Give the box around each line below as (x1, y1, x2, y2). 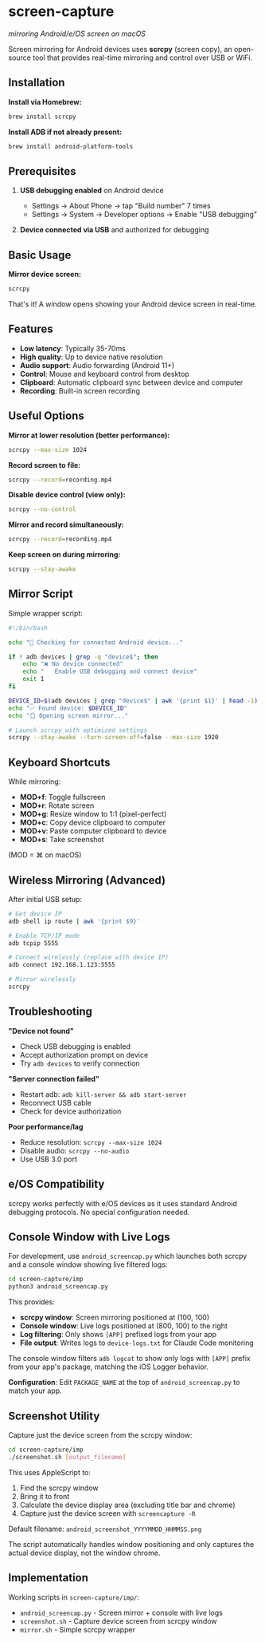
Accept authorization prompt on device (19, 1050, 149, 1059)
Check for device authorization (19, 1106, 122, 1116)
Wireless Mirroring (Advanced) (8, 873, 166, 887)
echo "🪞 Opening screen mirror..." (8, 711, 129, 720)
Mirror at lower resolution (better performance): (8, 430, 170, 440)
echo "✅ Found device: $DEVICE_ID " (8, 704, 128, 712)
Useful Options (8, 410, 85, 423)
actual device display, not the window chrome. (8, 1548, 161, 1557)
